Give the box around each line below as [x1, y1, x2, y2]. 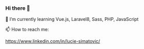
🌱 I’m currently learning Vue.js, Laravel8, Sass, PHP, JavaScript [5, 16, 139, 22]
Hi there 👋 [5, 5, 31, 12]
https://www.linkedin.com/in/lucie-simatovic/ [5, 38, 100, 44]
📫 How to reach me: [5, 27, 49, 33]
